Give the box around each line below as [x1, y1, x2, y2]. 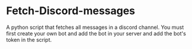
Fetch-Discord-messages [6, 4, 135, 18]
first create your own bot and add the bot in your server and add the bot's [6, 30, 187, 37]
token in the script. [6, 36, 52, 43]
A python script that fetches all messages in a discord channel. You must [6, 24, 184, 31]
